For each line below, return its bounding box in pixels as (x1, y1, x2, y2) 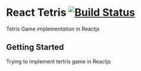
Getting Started (6, 42, 64, 52)
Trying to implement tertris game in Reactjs (6, 58, 111, 65)
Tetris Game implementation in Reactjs (6, 25, 100, 32)
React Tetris (6, 6, 67, 19)
